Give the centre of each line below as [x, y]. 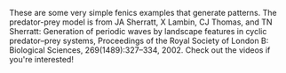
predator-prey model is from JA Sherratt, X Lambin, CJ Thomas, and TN [141, 22]
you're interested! [41, 59]
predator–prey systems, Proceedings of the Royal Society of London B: [139, 40]
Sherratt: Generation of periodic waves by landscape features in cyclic [138, 31]
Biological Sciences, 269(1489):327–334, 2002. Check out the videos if [140, 50]
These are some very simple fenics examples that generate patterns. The [143, 13]
